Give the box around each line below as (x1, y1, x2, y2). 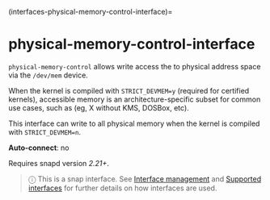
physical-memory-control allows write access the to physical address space (8, 61, 261, 71)
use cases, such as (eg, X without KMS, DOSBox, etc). (8, 102, 190, 112)
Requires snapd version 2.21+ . (8, 158, 109, 168)
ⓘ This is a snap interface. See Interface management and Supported (27, 173, 261, 184)
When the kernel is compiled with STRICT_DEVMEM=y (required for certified (8, 85, 250, 95)
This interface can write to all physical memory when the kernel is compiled (8, 119, 260, 128)
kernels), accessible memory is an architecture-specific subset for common (8, 94, 261, 104)
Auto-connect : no (8, 143, 70, 152)
